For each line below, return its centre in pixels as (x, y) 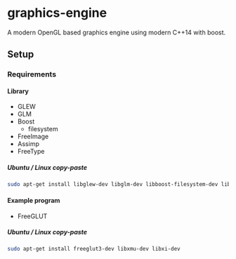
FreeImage (33, 137)
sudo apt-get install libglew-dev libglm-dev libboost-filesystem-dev (113, 185)
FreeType (31, 152)
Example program (34, 200)
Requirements (32, 74)
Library (18, 91)
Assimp (28, 144)
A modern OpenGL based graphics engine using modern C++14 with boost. (117, 32)
